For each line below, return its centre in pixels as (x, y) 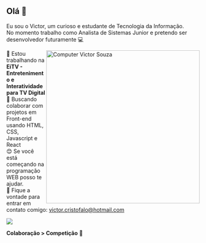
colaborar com (25, 105)
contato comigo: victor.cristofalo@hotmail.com (65, 209)
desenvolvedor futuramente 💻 (45, 39)
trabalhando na (25, 60)
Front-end (19, 118)
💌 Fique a (18, 190)
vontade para (23, 196)
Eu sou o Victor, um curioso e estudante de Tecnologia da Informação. (95, 26)
